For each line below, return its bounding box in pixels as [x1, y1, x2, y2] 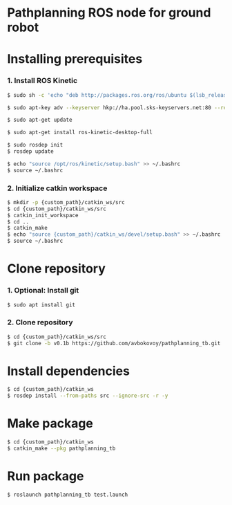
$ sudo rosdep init [7, 142, 64, 149]
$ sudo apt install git [7, 301, 76, 309]
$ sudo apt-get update [7, 116, 72, 124]
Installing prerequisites [7, 51, 143, 67]
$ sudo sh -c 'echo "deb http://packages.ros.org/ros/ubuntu [7, 91, 187, 98]
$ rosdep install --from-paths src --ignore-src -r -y [7, 392, 168, 399]
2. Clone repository [7, 318, 74, 327]
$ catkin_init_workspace [7, 212, 79, 219]
